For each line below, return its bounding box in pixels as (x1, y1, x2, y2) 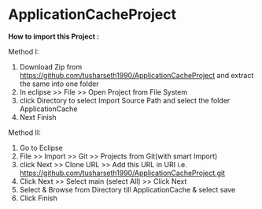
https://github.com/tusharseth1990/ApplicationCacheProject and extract (19, 70, 254, 80)
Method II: (8, 128, 42, 137)
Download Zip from (19, 62, 83, 72)
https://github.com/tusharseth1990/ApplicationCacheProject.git (19, 168, 226, 177)
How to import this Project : (8, 32, 100, 41)
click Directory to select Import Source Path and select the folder (19, 95, 231, 105)
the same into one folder (19, 79, 100, 88)
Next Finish (19, 112, 57, 121)
